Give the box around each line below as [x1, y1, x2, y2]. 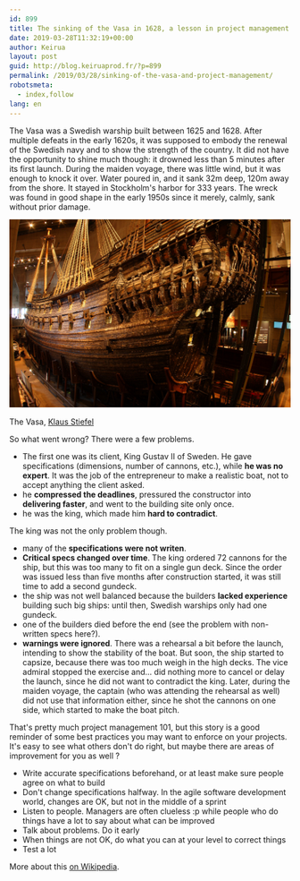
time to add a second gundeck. [21, 580, 137, 591]
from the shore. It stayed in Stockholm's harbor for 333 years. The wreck [9, 182, 279, 192]
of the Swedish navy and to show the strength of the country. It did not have [9, 144, 289, 155]
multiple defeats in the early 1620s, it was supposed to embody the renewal [9, 134, 287, 145]
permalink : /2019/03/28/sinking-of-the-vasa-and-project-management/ [9, 72, 274, 81]
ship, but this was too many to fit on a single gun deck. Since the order [21, 561, 283, 572]
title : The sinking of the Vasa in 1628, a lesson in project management [9, 23, 290, 33]
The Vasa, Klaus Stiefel [9, 416, 95, 427]
